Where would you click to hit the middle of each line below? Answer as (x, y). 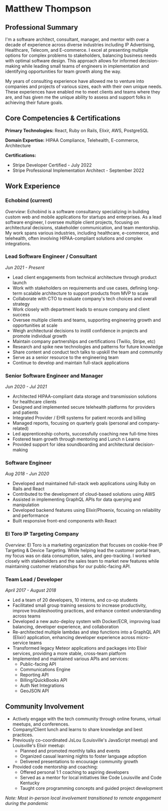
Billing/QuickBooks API (44, 680)
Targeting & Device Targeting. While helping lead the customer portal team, (83, 550)
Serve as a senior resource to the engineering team (65, 357)
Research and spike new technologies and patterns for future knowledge (88, 346)
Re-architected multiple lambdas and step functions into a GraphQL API (86, 632)
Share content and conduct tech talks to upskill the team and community (88, 352)
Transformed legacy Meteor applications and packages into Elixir (79, 648)
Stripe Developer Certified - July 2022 (52, 165)
